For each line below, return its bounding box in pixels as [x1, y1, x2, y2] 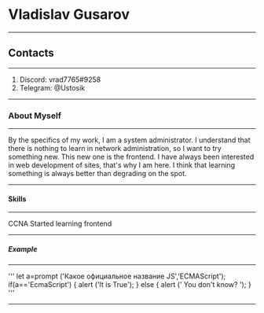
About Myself [8, 110, 61, 121]
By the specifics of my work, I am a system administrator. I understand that [8, 135, 251, 145]
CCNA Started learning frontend [8, 219, 112, 229]
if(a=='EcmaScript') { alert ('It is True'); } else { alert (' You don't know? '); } [8, 280, 251, 289]
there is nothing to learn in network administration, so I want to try [8, 144, 222, 153]
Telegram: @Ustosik [19, 83, 86, 92]
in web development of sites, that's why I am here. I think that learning [8, 160, 236, 170]
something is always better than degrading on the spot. [8, 169, 187, 179]
